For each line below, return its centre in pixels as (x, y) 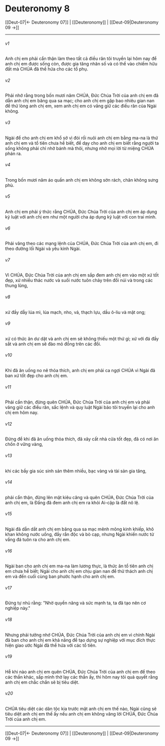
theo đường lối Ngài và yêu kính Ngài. (43, 249)
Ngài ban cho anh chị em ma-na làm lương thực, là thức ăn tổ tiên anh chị (79, 566)
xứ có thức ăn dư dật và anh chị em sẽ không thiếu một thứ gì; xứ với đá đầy (82, 339)
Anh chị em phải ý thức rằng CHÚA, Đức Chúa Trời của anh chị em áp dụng (81, 212)
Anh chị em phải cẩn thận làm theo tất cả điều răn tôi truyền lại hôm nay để (81, 59)
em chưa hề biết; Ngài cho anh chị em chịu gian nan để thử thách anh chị (79, 571)
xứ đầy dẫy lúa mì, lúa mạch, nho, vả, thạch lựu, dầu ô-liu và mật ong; (75, 312)
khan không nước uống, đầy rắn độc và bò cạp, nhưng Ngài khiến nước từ (80, 534)
